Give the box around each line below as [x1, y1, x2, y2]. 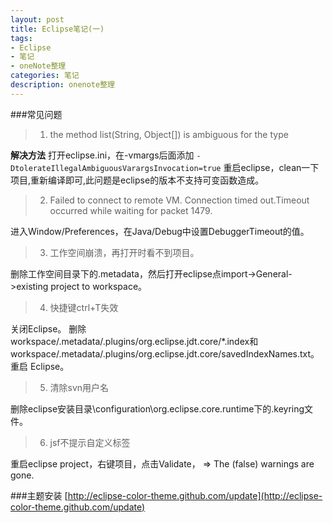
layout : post [10, 14, 65, 25]
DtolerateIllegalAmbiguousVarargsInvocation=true [10, 163, 222, 173]
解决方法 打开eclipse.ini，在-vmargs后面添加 [10, 149, 195, 161]
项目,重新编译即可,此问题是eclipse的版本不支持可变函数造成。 [10, 174, 265, 186]
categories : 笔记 [10, 71, 80, 81]
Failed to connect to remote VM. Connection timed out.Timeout [49, 194, 310, 206]
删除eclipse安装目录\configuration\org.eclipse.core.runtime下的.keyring [10, 402, 305, 415]
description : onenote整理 [10, 80, 115, 90]
